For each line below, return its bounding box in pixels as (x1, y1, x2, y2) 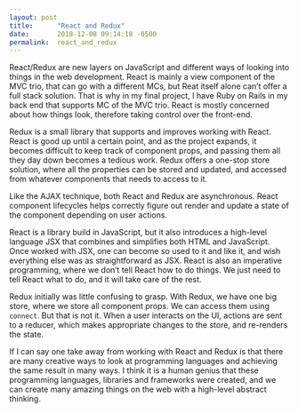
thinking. (9, 393, 42, 404)
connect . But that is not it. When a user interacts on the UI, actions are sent (9, 310, 283, 321)
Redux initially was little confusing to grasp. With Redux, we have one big (9, 291, 278, 302)
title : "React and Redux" (9, 21, 125, 30)
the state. (9, 330, 44, 340)
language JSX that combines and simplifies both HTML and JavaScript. (9, 236, 270, 247)
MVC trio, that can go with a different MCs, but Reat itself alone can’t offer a (9, 81, 287, 91)
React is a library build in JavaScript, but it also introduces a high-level (9, 227, 268, 238)
